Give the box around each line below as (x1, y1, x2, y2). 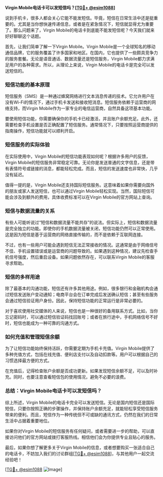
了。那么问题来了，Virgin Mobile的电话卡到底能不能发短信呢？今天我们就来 (5, 27, 155, 33)
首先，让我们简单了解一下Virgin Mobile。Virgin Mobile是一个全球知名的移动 (5, 44, 156, 49)
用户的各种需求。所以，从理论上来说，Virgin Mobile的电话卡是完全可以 (9, 62, 150, 68)
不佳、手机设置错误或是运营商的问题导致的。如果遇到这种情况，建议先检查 (5, 248, 154, 254)
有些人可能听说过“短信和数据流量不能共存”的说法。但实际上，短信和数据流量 (5, 219, 158, 225)
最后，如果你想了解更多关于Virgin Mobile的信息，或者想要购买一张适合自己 (5, 444, 155, 450)
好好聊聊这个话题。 (5, 34, 44, 39)
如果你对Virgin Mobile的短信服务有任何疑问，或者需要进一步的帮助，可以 (5, 428, 150, 434)
